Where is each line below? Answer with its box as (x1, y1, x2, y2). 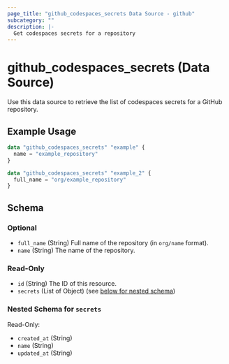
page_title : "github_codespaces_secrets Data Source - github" (7, 10, 195, 17)
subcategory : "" (7, 17, 54, 24)
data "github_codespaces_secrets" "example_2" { (7, 169, 152, 177)
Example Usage (7, 125, 77, 137)
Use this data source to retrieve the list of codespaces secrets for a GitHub (7, 98, 223, 106)
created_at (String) (17, 333, 73, 342)
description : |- (7, 23, 54, 30)
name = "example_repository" (13, 150, 98, 157)
